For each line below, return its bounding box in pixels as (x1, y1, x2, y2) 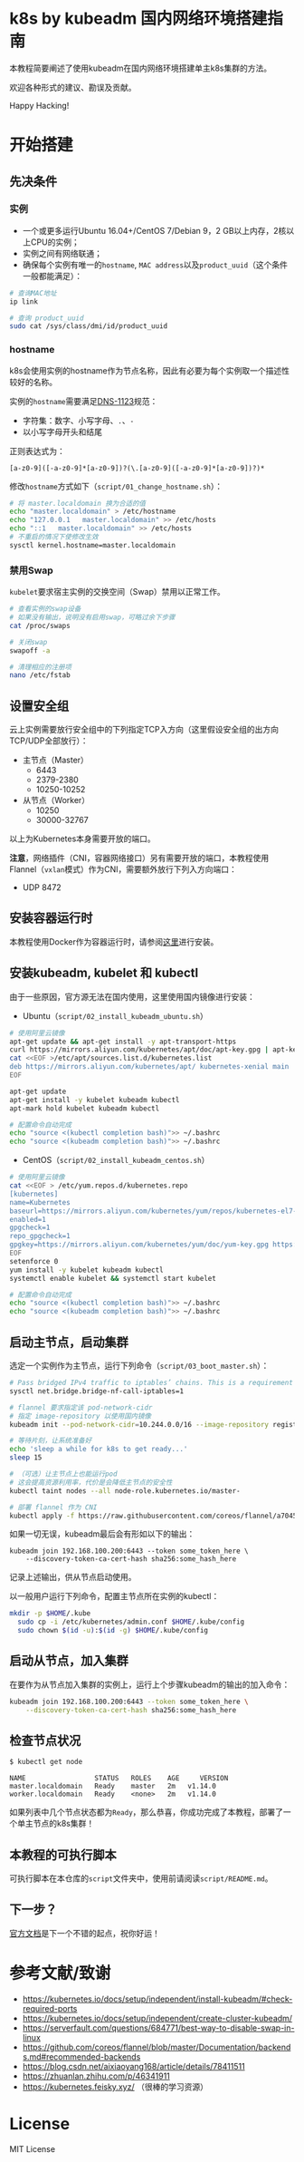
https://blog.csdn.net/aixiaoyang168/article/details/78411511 (22, 2060, 246, 2071)
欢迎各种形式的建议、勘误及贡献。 (9, 82, 137, 92)
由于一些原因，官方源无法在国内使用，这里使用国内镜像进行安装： (9, 991, 255, 1002)
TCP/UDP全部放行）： (9, 735, 89, 746)
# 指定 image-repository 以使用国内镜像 (9, 1411, 152, 1420)
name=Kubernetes (9, 1197, 71, 1207)
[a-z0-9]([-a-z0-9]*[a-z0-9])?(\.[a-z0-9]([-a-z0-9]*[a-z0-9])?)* (9, 463, 265, 472)
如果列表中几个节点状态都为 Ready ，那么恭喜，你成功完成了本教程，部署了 (9, 1807, 283, 1818)
